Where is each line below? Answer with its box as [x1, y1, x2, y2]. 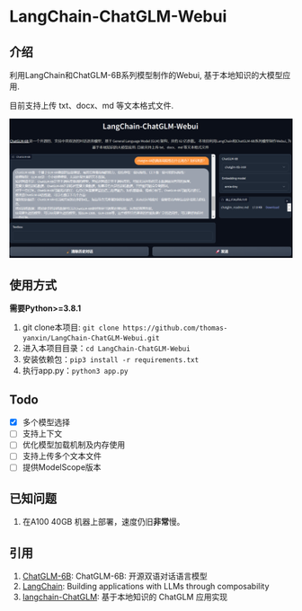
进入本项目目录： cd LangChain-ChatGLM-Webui [22, 343, 191, 354]
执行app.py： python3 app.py [22, 366, 129, 376]
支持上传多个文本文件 [22, 451, 102, 462]
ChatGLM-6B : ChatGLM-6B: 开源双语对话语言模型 [22, 571, 209, 581]
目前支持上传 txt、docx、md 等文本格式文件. [9, 101, 174, 111]
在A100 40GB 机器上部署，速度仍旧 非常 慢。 [22, 517, 185, 527]
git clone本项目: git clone [22, 322, 120, 333]
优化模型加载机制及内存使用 [22, 439, 126, 450]
